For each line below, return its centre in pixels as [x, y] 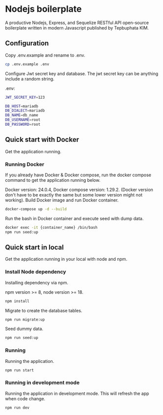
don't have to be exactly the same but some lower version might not [74, 194]
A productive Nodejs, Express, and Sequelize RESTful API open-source [77, 23]
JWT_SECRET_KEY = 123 [25, 97]
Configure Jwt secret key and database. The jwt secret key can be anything [82, 73]
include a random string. [30, 79]
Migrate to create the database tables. [44, 310]
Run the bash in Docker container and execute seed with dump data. [74, 218]
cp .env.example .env [27, 64]
